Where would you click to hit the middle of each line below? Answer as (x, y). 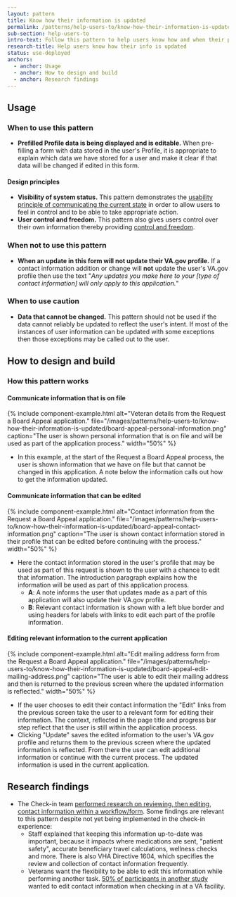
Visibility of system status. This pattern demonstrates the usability (115, 197)
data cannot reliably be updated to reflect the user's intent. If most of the (123, 324)
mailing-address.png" (39, 676)
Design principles (33, 182)
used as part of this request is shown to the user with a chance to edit (118, 570)
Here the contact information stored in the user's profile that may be (116, 562)
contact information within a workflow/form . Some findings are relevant (121, 811)
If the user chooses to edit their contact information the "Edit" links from (122, 705)
